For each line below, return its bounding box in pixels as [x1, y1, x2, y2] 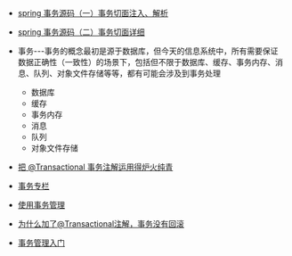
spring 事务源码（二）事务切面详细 [17, 27, 145, 37]
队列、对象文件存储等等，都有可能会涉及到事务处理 [33, 68, 221, 78]
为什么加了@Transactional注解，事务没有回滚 [17, 219, 185, 229]
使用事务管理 [17, 200, 65, 210]
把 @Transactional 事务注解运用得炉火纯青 [17, 161, 174, 172]
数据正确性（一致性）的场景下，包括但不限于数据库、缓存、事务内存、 [17, 57, 276, 67]
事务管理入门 [17, 237, 65, 248]
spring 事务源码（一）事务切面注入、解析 [17, 8, 169, 18]
